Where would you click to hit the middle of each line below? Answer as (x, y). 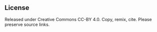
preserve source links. (27, 24)
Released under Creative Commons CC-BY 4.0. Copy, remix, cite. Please (78, 19)
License (17, 8)
